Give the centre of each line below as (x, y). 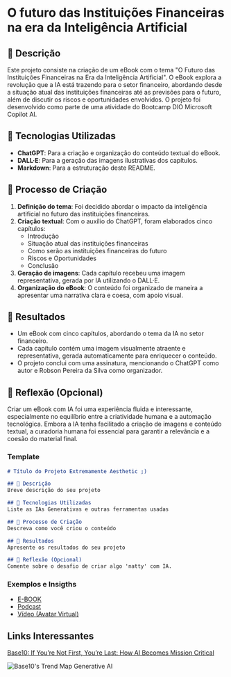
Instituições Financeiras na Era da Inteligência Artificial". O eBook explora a (114, 77)
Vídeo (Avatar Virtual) (48, 614)
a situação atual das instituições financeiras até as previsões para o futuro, (114, 92)
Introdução (43, 236)
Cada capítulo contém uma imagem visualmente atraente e (101, 349)
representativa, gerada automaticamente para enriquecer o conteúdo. (117, 356)
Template (24, 457)
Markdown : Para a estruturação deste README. (86, 168)
